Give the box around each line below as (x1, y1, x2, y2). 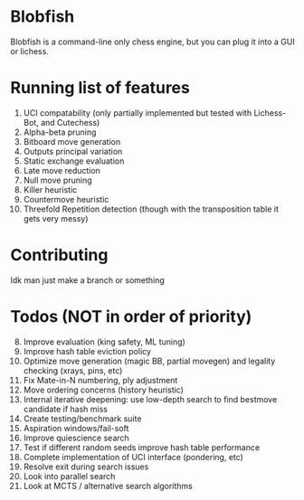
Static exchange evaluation (23, 156, 125, 166)
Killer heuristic (23, 184, 78, 195)
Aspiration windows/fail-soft (23, 422, 129, 433)
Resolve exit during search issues (23, 461, 149, 472)
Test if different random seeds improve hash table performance (23, 441, 261, 453)
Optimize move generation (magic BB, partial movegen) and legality (23, 355, 276, 366)
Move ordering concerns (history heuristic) (23, 384, 185, 395)
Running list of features (10, 78, 191, 99)
